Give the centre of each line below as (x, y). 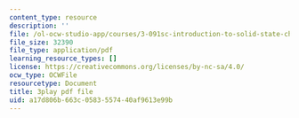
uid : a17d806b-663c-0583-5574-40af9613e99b (91, 100)
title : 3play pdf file (51, 91)
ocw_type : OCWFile (43, 75)
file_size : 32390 (41, 42)
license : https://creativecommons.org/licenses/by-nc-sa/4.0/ (127, 67)
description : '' (39, 26)
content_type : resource (53, 17)
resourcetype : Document (53, 83)
